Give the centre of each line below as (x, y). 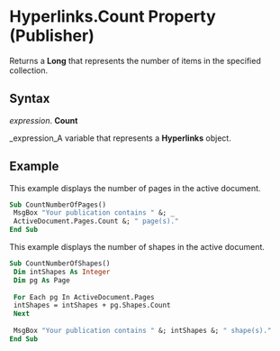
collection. (29, 70)
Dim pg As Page (41, 280)
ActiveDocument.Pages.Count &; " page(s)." (96, 222)
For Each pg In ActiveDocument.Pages (84, 297)
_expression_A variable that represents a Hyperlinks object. (120, 138)
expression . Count (44, 120)
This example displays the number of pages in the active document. (135, 188)
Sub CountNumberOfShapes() (60, 263)
